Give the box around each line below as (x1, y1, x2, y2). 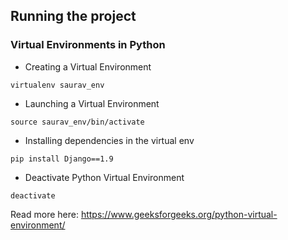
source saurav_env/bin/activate (10, 117, 145, 127)
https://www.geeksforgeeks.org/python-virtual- (80, 208, 278, 220)
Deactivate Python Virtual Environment (24, 171, 185, 183)
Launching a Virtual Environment (24, 97, 160, 109)
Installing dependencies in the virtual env (24, 134, 195, 146)
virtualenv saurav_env (10, 80, 105, 90)
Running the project (10, 8, 137, 25)
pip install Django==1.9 (10, 154, 114, 164)
